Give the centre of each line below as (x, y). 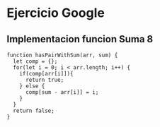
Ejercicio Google (56, 13)
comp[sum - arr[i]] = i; (62, 92)
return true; (45, 80)
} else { (32, 86)
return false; (34, 111)
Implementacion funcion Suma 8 (80, 39)
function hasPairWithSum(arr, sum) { (62, 55)
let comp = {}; (35, 61)
